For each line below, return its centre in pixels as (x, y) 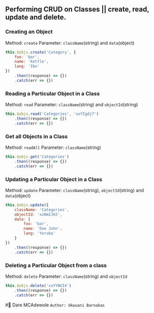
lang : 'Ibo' (27, 67)
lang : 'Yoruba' (40, 233)
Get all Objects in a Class (36, 136)
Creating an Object (29, 32)
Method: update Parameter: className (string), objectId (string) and (74, 190)
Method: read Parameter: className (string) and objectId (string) (72, 105)
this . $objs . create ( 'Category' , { (41, 52)
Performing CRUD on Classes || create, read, (77, 9)
